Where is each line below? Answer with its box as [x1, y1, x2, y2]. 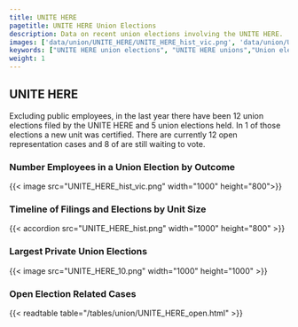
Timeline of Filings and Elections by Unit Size [9, 203, 207, 215]
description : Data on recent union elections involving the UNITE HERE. [9, 29, 284, 38]
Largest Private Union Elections [9, 245, 148, 258]
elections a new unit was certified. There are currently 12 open [9, 129, 238, 140]
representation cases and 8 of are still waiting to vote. [9, 138, 206, 149]
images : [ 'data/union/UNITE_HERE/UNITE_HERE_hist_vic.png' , [9, 37, 237, 47]
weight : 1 [9, 54, 46, 63]
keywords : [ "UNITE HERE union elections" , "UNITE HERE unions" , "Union [9, 46, 276, 55]
